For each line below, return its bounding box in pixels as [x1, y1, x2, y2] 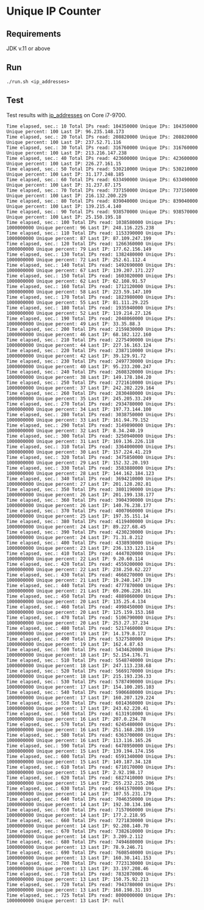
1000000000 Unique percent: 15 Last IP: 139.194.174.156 [6, 748, 155, 754]
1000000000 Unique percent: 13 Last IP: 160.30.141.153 [6, 854, 151, 861]
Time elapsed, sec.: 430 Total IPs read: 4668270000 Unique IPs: [6, 572, 176, 578]
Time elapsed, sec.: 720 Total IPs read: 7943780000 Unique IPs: [6, 881, 176, 887]
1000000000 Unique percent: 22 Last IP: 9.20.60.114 [6, 555, 144, 562]
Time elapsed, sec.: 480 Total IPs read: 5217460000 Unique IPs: [6, 625, 176, 631]
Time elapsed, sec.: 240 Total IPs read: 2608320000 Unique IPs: [6, 369, 176, 375]
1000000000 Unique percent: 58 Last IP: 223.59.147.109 [6, 289, 151, 295]
